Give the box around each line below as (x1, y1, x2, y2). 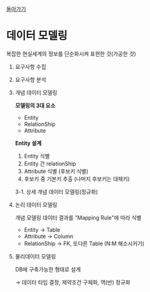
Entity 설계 (15, 139, 42, 147)
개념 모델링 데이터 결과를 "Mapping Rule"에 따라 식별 (15, 214, 142, 221)
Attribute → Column (24, 232, 74, 240)
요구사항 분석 (15, 75, 47, 83)
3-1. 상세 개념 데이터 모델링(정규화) (15, 188, 99, 195)
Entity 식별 (24, 152, 50, 159)
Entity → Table (24, 226, 60, 233)
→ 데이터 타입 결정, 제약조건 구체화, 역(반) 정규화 (15, 279, 131, 286)
